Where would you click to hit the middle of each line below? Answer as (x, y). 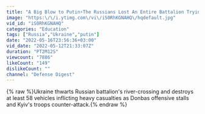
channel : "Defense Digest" (41, 74)
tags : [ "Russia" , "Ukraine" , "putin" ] (53, 35)
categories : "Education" (38, 29)
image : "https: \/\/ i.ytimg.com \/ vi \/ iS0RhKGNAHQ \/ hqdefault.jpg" (91, 18)
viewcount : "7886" (30, 57)
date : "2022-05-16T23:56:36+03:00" (52, 40)
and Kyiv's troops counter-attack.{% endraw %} (67, 105)
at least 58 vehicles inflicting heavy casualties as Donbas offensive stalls (98, 98)
